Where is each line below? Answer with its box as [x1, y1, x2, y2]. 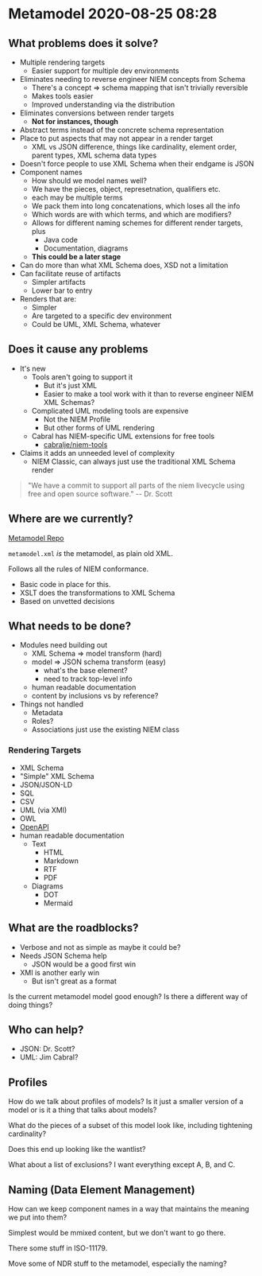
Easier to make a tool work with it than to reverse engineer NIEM [43, 389, 254, 399]
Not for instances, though [31, 117, 119, 126]
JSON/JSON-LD [19, 780, 73, 789]
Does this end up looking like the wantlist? [8, 1145, 146, 1154]
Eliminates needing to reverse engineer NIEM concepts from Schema [19, 75, 246, 84]
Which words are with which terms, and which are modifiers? [31, 210, 232, 219]
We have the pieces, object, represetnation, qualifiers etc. [31, 185, 221, 193]
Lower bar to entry [31, 286, 93, 295]
